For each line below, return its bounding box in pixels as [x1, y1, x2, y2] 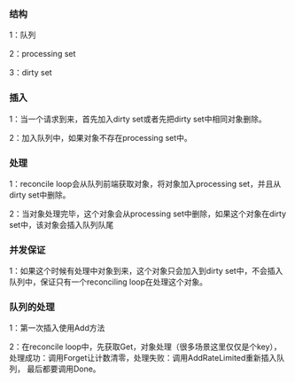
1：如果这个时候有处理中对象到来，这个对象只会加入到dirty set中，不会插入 [9, 266, 283, 277]
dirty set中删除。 [9, 189, 71, 200]
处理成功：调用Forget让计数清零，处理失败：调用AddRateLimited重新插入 [9, 353, 277, 363]
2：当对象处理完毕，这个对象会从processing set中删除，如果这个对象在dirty [9, 208, 286, 219]
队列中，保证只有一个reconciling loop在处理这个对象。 [9, 277, 208, 287]
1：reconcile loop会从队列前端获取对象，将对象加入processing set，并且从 [9, 178, 282, 189]
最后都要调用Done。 [26, 363, 101, 374]
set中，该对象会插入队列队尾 [9, 219, 114, 230]
